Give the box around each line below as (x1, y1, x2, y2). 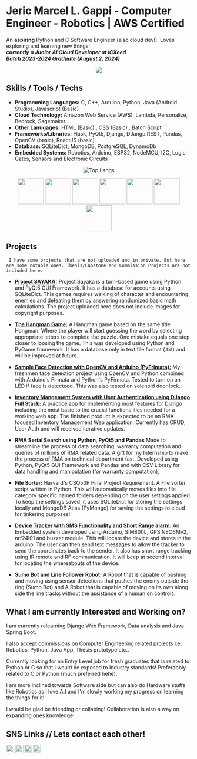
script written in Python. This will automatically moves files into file (14, 485, 176, 492)
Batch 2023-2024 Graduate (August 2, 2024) (6, 55, 121, 62)
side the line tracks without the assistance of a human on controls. (14, 590, 176, 597)
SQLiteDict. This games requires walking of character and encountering (14, 290, 189, 297)
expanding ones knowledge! (6, 712, 75, 719)
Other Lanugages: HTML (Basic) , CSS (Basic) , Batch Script (14, 124, 162, 131)
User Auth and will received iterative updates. (14, 425, 125, 432)
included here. (6, 267, 44, 274)
